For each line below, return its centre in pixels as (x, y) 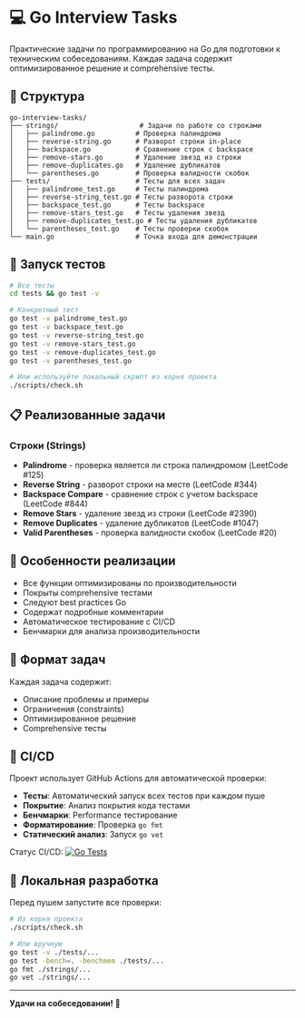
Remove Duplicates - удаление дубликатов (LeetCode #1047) (141, 523)
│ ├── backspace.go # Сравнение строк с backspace (132, 149)
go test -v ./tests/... (54, 952)
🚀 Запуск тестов (58, 264)
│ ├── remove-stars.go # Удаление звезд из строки (126, 157)
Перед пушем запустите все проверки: (85, 903)
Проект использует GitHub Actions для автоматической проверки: (138, 778)
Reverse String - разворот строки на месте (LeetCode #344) (140, 484)
